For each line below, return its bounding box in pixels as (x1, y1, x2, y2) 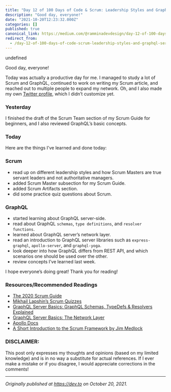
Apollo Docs (12, 320, 39, 326)
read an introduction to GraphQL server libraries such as (12, 237, 131, 243)
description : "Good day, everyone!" (5, 12, 83, 17)
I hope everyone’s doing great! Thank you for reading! (5, 268, 118, 275)
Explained (12, 309, 34, 315)
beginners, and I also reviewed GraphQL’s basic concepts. (5, 120, 127, 127)
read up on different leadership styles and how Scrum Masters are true (12, 169, 162, 175)
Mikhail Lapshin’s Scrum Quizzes (12, 298, 82, 304)
